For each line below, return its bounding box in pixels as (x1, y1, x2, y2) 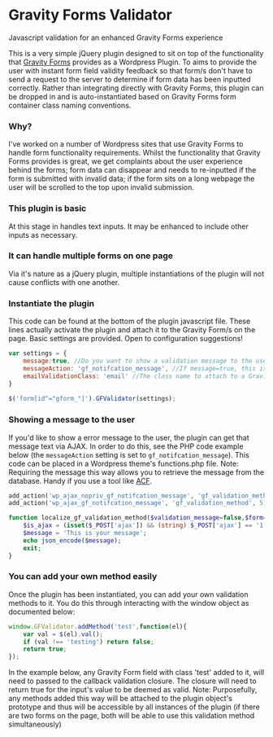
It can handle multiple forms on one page (8, 250, 173, 261)
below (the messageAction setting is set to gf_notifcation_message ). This (8, 450, 249, 459)
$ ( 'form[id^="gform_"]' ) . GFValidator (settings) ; (8, 395, 176, 403)
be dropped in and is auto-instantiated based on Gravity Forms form (8, 91, 237, 101)
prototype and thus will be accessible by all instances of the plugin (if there (8, 702, 260, 712)
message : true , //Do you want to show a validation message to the (23, 357, 253, 365)
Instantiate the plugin (8, 297, 95, 309)
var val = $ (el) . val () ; (23, 630, 104, 638)
